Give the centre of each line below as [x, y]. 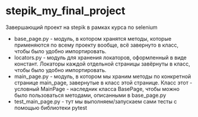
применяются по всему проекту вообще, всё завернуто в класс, [96, 45]
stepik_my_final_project [66, 11]
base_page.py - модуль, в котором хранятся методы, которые [93, 38]
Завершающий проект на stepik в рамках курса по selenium [82, 27]
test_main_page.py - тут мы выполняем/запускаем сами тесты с [95, 101]
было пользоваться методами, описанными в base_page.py [90, 95]
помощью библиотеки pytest [50, 108]
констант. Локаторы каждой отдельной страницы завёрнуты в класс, [102, 64]
